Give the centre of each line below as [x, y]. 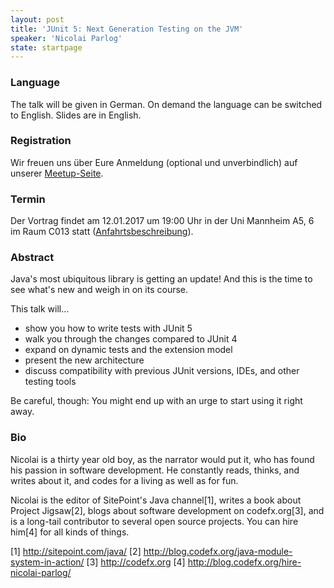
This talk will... [40, 309]
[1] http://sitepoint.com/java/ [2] [76, 551]
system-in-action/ [47, 562]
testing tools [50, 382]
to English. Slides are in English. [76, 115]
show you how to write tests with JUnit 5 [108, 328]
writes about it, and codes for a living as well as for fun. [124, 480]
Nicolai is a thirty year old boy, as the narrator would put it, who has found [162, 459]
